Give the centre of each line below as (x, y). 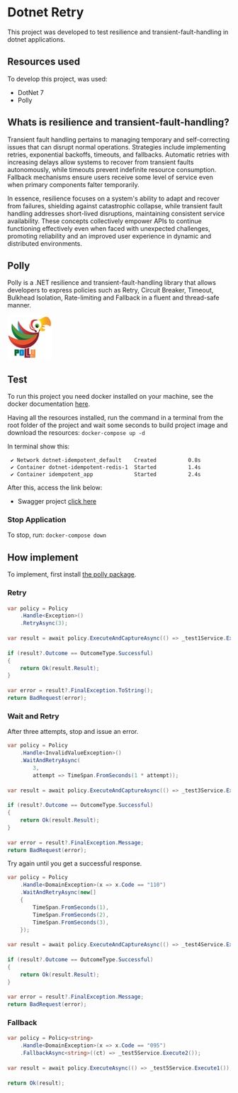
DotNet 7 (31, 92)
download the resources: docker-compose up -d (76, 433)
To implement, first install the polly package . (72, 574)
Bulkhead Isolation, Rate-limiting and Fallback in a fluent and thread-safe (113, 298)
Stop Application (37, 520)
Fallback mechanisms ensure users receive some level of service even (110, 177)
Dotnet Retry (46, 12)
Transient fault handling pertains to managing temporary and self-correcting (119, 140)
